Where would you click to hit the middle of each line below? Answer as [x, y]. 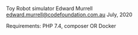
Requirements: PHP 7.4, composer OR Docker [61, 26]
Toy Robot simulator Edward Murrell [49, 8]
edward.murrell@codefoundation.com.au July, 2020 [69, 15]
